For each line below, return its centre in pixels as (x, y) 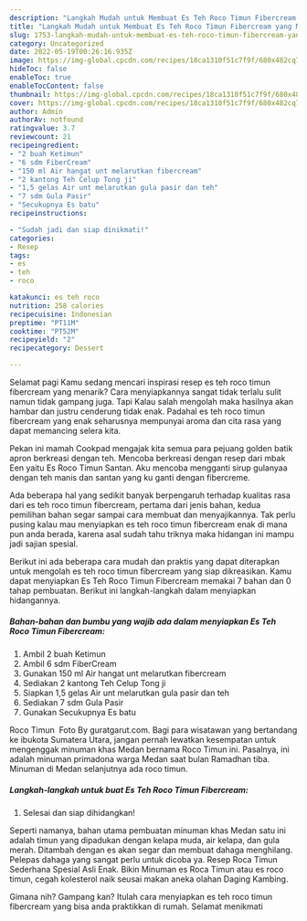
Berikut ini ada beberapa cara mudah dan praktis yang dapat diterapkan (145, 561)
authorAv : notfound (47, 120)
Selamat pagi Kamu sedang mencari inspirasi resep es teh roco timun (140, 382)
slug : (20, 35)
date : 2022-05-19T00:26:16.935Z (71, 52)
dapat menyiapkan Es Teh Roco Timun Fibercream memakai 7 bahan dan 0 (150, 581)
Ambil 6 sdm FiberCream (69, 663)
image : (22, 60)
